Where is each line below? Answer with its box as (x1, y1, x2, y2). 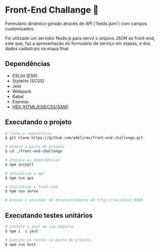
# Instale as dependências (5, 158, 60, 163)
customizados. (5, 25, 35, 31)
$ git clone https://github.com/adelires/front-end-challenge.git (5, 135, 143, 141)
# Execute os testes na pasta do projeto (5, 237, 91, 242)
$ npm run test (5, 242, 36, 247)
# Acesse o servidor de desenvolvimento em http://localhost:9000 (5, 198, 143, 203)
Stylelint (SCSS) (12, 78, 45, 84)
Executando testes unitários (5, 211, 93, 219)
